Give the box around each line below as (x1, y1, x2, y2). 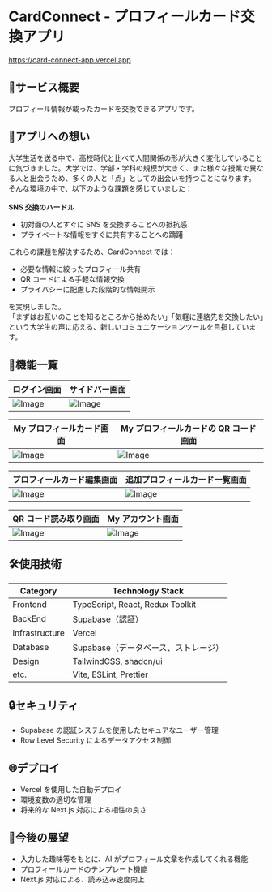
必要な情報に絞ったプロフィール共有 (19, 264, 142, 274)
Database (12, 642, 49, 653)
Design (12, 656, 40, 667)
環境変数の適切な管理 (19, 795, 91, 804)
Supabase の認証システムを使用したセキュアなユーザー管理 (19, 726, 219, 735)
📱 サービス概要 (8, 80, 79, 94)
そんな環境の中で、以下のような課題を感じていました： (8, 183, 193, 193)
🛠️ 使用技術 (8, 557, 62, 571)
